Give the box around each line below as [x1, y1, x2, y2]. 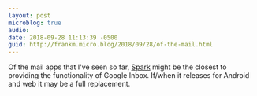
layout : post [8, 11, 51, 20]
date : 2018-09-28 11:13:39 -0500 [8, 33, 118, 42]
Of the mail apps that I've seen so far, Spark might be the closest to [8, 62, 227, 72]
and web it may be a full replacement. [8, 79, 131, 89]
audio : [8, 26, 30, 34]
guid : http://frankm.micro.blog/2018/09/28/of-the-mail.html [8, 41, 214, 49]
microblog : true [8, 19, 61, 27]
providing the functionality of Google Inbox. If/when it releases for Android [8, 71, 250, 80]
